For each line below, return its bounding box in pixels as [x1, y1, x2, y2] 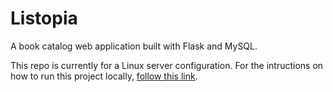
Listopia [10, 7, 78, 30]
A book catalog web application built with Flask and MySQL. [10, 40, 258, 52]
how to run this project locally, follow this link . [10, 70, 198, 82]
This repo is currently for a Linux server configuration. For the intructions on [10, 59, 324, 71]
